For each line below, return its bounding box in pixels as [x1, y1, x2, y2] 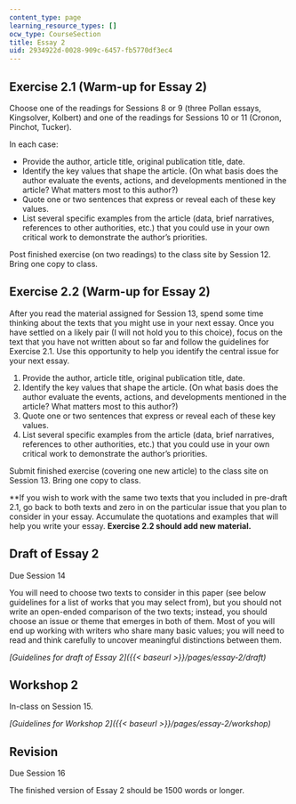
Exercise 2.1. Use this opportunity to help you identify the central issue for [9, 345, 280, 356]
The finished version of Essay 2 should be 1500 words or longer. [9, 785, 244, 796]
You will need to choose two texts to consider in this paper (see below [9, 587, 267, 597]
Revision [9, 744, 59, 759]
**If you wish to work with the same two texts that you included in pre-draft [9, 491, 288, 503]
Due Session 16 [9, 767, 66, 779]
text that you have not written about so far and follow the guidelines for [9, 336, 269, 347]
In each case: [9, 139, 59, 150]
